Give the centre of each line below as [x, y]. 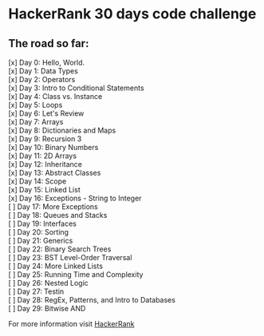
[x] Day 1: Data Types [43, 71]
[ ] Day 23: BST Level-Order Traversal [70, 257]
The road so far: [49, 43]
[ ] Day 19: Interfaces [43, 223]
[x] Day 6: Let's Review [46, 113]
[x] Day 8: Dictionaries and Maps [62, 130]
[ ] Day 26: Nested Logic [49, 283]
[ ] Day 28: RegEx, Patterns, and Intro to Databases [92, 300]
